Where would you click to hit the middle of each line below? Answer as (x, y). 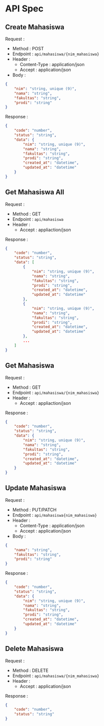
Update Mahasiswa (36, 488)
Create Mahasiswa (35, 27)
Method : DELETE (30, 670)
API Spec (24, 9)
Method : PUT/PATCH (34, 510)
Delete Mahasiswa (34, 649)
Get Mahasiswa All (35, 192)
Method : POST (28, 48)
